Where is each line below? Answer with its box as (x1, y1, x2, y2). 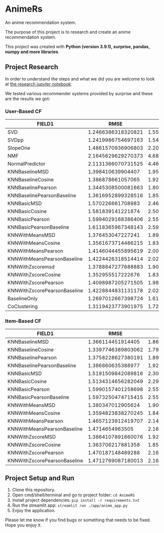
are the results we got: (5, 96, 50, 101)
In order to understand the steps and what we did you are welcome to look (5, 76, 155, 81)
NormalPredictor (7, 160, 45, 167)
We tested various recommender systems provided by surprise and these (5, 90, 153, 96)
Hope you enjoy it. (5, 522, 42, 528)
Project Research (5, 63, 59, 71)
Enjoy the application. (12, 508, 56, 513)
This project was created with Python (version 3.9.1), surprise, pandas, (5, 43, 150, 49)
